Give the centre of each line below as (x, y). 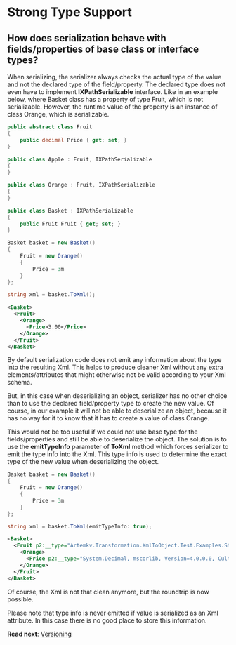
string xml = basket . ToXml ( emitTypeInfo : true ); (80, 526)
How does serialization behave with (87, 38)
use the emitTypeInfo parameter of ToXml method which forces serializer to (118, 447)
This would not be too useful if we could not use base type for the (103, 432)
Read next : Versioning (40, 634)
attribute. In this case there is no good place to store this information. (107, 620)
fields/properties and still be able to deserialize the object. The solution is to (117, 439)
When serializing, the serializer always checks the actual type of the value (114, 77)
